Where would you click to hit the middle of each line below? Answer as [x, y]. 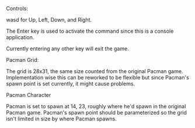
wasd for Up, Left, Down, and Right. [49, 20]
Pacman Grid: [22, 60]
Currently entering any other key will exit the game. [68, 49]
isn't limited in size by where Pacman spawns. [61, 119]
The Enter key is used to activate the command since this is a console [90, 31]
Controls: [17, 8]
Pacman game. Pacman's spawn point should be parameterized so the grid [96, 113]
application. [20, 37]
